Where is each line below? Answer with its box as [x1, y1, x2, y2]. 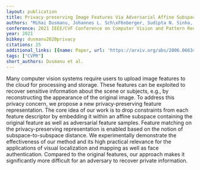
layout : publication [6, 8, 58, 15]
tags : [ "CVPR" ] [6, 53, 44, 59]
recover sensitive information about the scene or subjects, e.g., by [6, 87, 169, 95]
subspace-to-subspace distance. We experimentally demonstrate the [6, 131, 177, 138]
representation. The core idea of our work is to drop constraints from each [6, 106, 189, 114]
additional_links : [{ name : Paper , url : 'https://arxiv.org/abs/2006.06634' [6, 48, 198, 53]
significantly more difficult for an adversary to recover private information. [6, 157, 188, 164]
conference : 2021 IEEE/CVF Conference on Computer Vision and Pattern [6, 25, 185, 32]
